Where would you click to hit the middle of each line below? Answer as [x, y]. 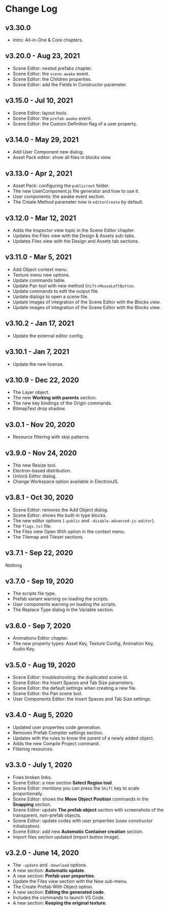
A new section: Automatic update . [49, 871]
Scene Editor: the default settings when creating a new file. [75, 688]
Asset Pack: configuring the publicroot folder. [61, 186]
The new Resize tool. [35, 465]
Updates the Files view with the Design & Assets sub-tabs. [74, 236]
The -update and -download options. [50, 865]
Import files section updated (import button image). [66, 837]
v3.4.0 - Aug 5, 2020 [39, 715]
